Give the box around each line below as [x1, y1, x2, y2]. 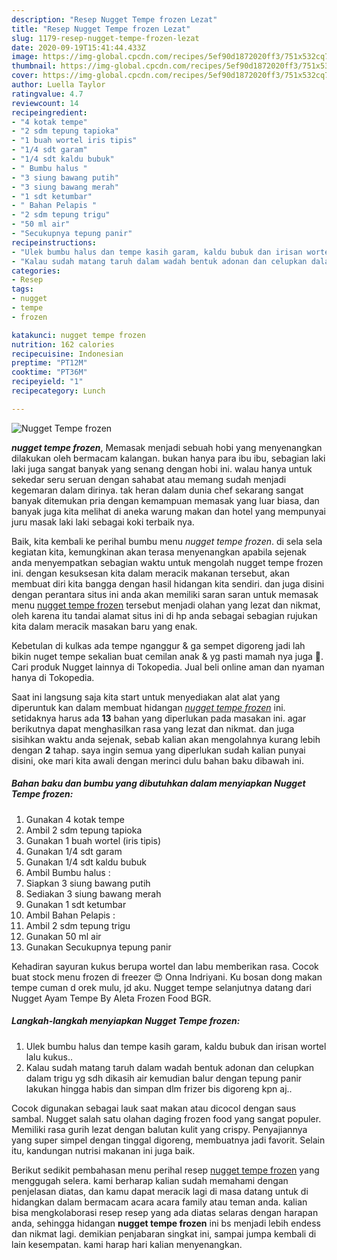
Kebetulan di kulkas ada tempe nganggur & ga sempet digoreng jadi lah [11, 639, 306, 651]
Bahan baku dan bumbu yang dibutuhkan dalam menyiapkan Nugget [11, 777, 306, 790]
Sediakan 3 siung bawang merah [25, 887, 162, 900]
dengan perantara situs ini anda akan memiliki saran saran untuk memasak [11, 588, 319, 600]
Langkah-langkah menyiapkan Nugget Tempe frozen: [11, 1015, 241, 1027]
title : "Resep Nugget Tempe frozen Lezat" [11, 24, 191, 34]
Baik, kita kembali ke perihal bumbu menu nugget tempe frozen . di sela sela [11, 535, 323, 547]
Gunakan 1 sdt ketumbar [25, 898, 127, 910]
